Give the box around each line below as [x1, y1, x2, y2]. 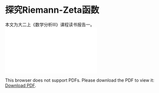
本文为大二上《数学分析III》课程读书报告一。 [5, 22, 95, 27]
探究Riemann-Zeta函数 [5, 4, 100, 16]
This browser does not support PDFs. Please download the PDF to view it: [5, 77, 155, 83]
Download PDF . [5, 82, 37, 88]
